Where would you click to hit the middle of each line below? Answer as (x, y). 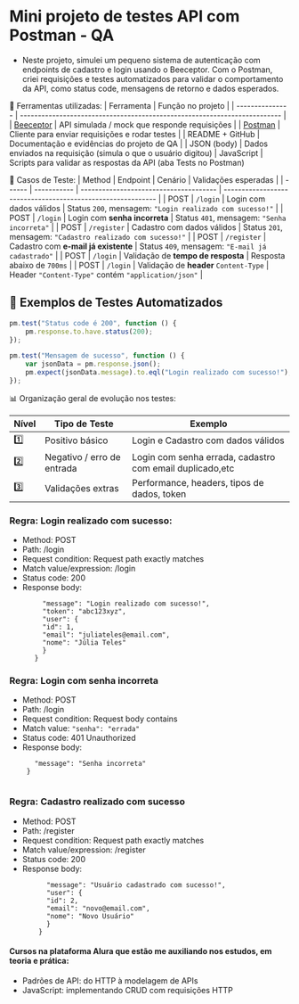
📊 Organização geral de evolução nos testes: (93, 398)
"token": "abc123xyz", (84, 612)
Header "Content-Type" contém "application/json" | (106, 275)
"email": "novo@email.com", (98, 908)
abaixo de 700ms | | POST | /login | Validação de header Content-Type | (139, 265)
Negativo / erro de (82, 457)
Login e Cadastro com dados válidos (208, 440)
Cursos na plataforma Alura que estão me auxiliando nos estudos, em (141, 951)
